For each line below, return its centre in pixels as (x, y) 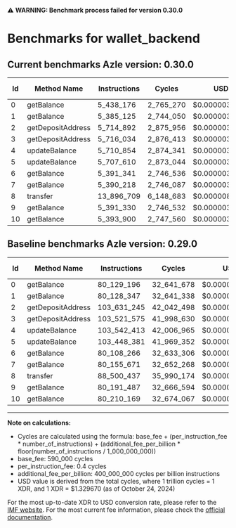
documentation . (30, 517)
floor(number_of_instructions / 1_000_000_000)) (87, 451)
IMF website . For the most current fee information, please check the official (116, 510)
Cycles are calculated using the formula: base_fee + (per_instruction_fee (122, 436)
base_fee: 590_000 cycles (55, 458)
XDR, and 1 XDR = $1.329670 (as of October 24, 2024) (96, 489)
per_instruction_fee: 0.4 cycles (62, 466)
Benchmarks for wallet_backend (104, 39)
